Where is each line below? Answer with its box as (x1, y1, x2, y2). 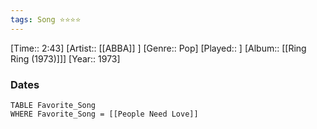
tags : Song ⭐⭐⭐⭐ (10, 14, 82, 25)
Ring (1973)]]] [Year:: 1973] (10, 52, 121, 65)
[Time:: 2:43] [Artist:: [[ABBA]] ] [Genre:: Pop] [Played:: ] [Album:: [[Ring (10, 42, 307, 54)
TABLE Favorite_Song (10, 100, 97, 110)
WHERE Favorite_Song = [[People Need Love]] (10, 109, 199, 119)
